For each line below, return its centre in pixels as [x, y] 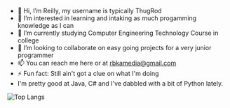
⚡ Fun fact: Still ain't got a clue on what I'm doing [88, 74]
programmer [35, 55]
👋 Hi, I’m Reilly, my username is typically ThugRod [90, 11]
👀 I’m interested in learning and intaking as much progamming [107, 18]
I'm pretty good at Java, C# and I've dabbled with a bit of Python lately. [120, 83]
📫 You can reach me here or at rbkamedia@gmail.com [97, 63]
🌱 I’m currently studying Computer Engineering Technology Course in [118, 33]
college [28, 40]
